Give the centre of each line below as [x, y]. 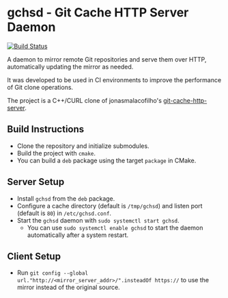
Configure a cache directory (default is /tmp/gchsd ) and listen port [110, 206]
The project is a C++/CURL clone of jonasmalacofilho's [85, 100]
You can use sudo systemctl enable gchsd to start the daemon [115, 227]
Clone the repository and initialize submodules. [83, 146]
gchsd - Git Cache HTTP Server [98, 13]
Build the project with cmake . [56, 153]
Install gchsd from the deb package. [66, 198]
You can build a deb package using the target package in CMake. [106, 160]
